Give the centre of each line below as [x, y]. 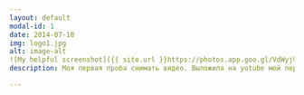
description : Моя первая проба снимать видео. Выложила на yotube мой [145, 69]
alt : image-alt [38, 52]
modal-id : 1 [32, 26]
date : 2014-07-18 [42, 34]
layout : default [40, 18]
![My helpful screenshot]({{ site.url [82, 60]
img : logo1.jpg [38, 43]
